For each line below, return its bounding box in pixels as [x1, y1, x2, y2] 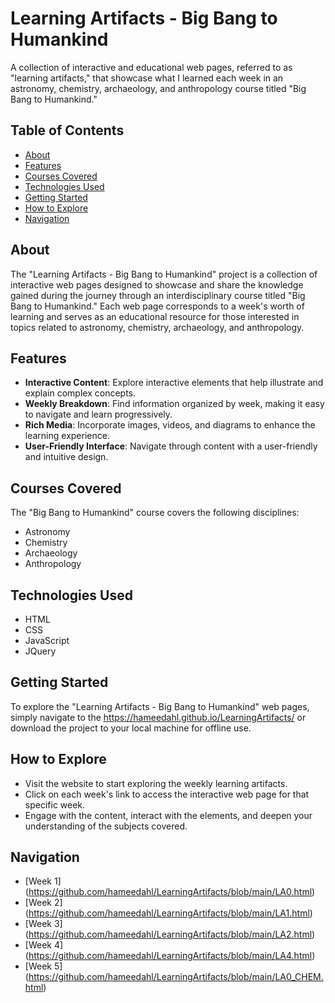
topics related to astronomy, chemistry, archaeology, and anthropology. [10, 321, 305, 333]
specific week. [24, 798, 86, 811]
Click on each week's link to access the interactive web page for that [24, 788, 310, 800]
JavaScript [24, 635, 70, 646]
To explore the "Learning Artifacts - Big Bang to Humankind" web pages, [10, 700, 310, 712]
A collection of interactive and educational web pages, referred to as [10, 61, 293, 73]
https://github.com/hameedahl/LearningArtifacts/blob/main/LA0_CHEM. [28, 971, 324, 983]
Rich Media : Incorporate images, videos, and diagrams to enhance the [24, 419, 316, 431]
